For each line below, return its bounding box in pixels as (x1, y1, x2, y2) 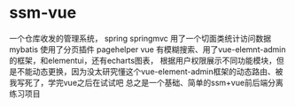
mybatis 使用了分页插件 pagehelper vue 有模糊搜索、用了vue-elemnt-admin (9, 43, 286, 55)
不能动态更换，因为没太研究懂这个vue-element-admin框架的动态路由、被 (16, 65, 283, 77)
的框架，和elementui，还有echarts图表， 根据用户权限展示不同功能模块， (9, 55, 277, 65)
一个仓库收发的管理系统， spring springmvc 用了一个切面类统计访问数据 (9, 33, 272, 43)
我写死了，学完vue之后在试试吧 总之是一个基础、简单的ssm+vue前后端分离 (9, 77, 283, 88)
